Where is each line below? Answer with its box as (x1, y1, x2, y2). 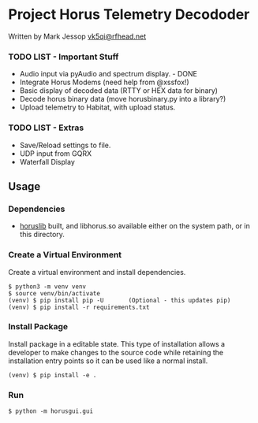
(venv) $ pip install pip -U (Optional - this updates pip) (8, 296, 231, 304)
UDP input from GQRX (19, 148, 92, 158)
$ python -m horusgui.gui (8, 407, 93, 415)
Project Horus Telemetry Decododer (8, 6, 250, 24)
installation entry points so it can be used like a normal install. (8, 356, 208, 365)
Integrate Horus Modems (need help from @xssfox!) (19, 77, 189, 87)
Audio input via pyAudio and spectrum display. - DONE (19, 69, 198, 79)
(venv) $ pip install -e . (8, 371, 97, 379)
